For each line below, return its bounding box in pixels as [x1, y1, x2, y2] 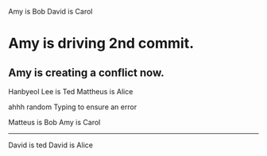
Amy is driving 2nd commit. [8, 35, 195, 52]
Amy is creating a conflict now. [8, 66, 164, 79]
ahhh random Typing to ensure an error [8, 102, 137, 112]
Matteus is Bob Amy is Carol [8, 118, 101, 127]
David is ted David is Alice [8, 140, 94, 150]
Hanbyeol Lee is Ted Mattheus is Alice [8, 87, 133, 96]
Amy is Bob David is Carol [8, 7, 93, 16]
